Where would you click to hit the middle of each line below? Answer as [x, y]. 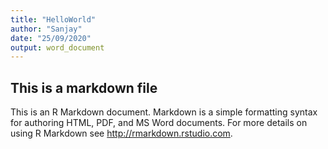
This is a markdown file [84, 87]
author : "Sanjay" [46, 29]
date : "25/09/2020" [51, 38]
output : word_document [57, 47]
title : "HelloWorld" [53, 19]
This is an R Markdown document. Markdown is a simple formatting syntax [164, 112]
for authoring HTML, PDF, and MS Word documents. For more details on [159, 123]
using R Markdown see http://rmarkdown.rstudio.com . [121, 133]
